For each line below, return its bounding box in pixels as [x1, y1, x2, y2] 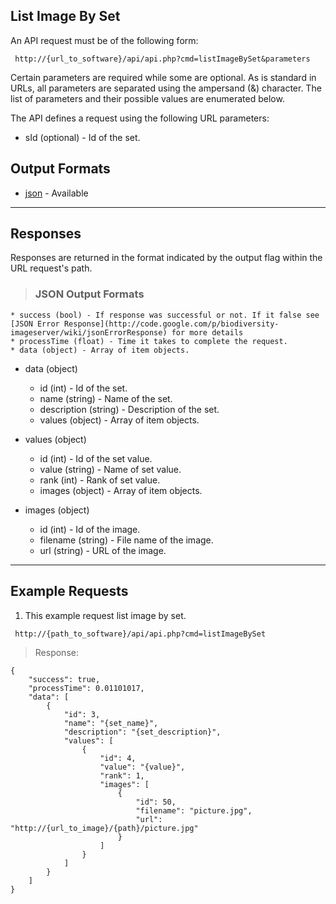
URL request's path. [10, 262, 93, 274]
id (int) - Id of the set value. [39, 452, 153, 464]
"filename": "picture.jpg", [135, 805, 253, 816]
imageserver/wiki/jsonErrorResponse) [10, 327, 168, 338]
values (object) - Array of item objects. [39, 414, 200, 426]
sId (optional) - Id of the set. [24, 131, 141, 143]
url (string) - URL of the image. [39, 544, 167, 556]
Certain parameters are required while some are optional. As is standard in [10, 71, 317, 83]
